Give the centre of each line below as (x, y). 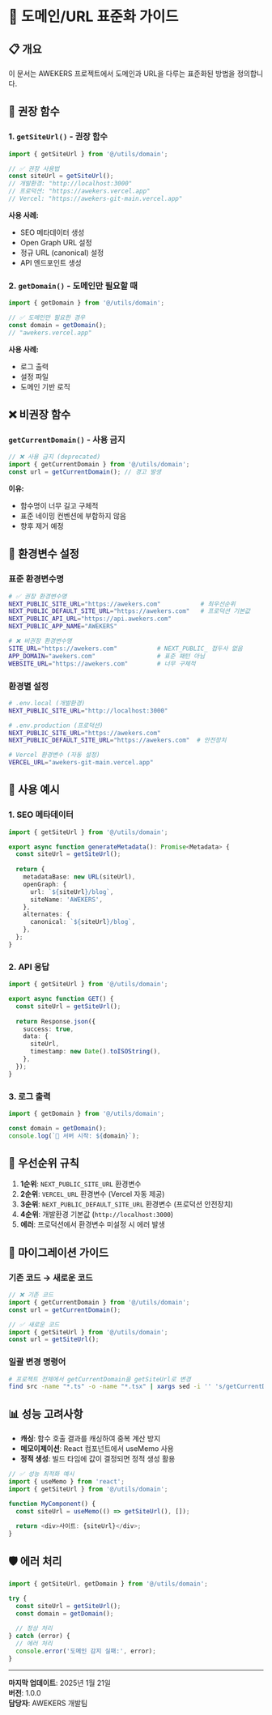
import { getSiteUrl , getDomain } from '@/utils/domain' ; (108, 1584)
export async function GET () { (61, 999)
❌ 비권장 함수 (40, 415)
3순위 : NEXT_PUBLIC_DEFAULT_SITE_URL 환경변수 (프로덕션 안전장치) (126, 1204)
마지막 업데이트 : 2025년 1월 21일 (60, 1683)
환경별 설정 (29, 686)
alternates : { (47, 915)
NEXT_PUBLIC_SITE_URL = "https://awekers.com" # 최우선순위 (122, 604)
